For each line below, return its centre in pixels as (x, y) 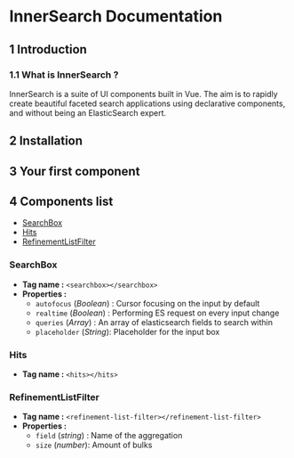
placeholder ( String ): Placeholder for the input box (127, 331)
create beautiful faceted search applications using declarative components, (147, 103)
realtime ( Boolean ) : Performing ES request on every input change (157, 313)
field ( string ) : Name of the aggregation (109, 436)
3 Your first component (75, 171)
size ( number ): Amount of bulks (94, 445)
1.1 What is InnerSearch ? (64, 75)
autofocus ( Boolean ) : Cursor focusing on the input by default (147, 303)
